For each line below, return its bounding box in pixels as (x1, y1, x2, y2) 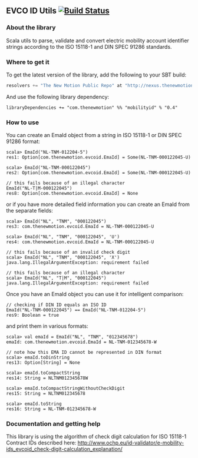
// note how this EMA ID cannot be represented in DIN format (6, 350, 162, 356)
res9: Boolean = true (6, 313, 60, 318)
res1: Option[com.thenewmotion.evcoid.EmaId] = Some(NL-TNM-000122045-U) (6, 154, 192, 161)
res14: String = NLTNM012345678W (6, 375, 88, 381)
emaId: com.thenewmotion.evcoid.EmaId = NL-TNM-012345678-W (6, 339, 157, 345)
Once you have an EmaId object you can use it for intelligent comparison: (6, 291, 184, 298)
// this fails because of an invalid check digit (6, 250, 131, 255)
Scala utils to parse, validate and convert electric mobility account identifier (6, 36, 190, 44)
